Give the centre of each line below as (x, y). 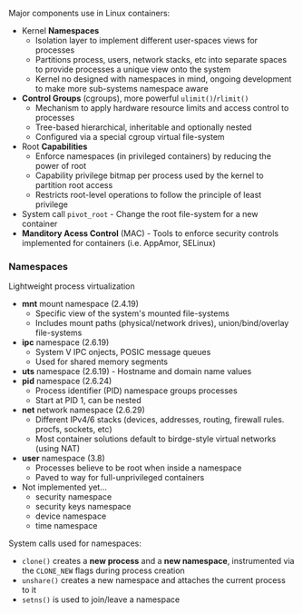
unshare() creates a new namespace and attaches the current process (154, 580)
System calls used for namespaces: (75, 543)
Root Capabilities (54, 146)
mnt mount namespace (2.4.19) (80, 304)
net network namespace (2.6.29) (83, 410)
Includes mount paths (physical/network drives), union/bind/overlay (162, 323)
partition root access (74, 185)
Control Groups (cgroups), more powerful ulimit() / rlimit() (135, 98)
